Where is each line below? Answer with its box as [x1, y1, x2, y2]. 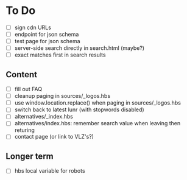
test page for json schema [14, 38, 80, 45]
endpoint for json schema [14, 31, 79, 38]
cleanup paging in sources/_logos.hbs [14, 92, 111, 100]
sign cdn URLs [14, 24, 51, 31]
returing [14, 126, 35, 134]
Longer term [5, 151, 54, 161]
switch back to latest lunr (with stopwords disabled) [14, 106, 144, 113]
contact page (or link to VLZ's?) [14, 133, 94, 140]
